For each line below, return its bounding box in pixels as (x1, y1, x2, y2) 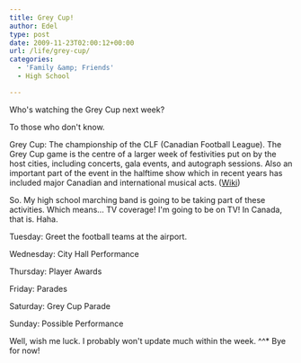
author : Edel (9, 22, 58, 31)
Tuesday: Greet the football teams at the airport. (9, 231, 187, 242)
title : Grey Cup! (9, 13, 75, 22)
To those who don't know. (9, 121, 105, 132)
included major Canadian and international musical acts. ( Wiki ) (9, 177, 241, 188)
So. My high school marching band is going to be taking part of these (9, 194, 266, 205)
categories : (9, 55, 54, 64)
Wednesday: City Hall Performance (9, 248, 139, 259)
